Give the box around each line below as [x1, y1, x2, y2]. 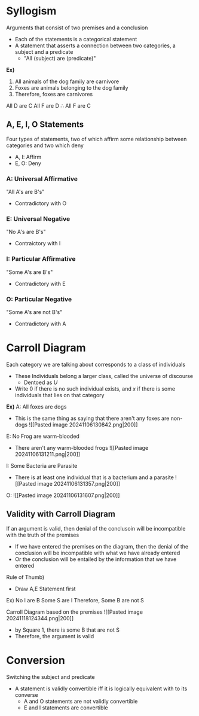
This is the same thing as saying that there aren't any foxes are [14, 415, 170, 422]
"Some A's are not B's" [6, 308, 63, 315]
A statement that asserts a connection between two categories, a [14, 42, 176, 49]
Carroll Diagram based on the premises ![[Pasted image [6, 608, 143, 616]
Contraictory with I [14, 240, 61, 247]
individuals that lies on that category [14, 391, 105, 398]
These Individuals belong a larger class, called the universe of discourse [14, 372, 194, 379]
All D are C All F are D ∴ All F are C [6, 102, 91, 109]
